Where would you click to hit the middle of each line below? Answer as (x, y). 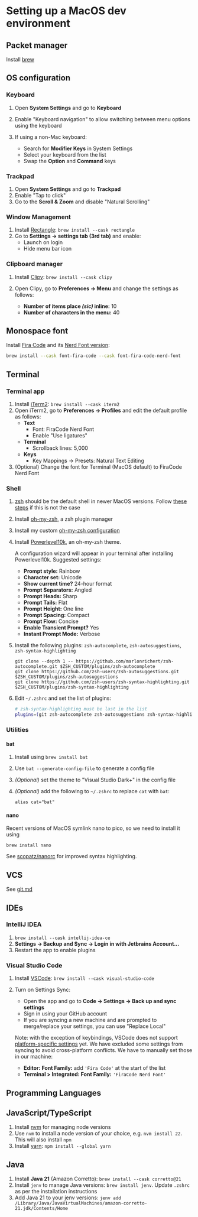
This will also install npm (43, 1140)
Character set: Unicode (53, 577)
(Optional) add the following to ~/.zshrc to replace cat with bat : (92, 791)
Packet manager (37, 45)
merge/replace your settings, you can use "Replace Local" (95, 1026)
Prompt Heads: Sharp (51, 596)
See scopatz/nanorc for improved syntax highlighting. (72, 856)
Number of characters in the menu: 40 (72, 312)
